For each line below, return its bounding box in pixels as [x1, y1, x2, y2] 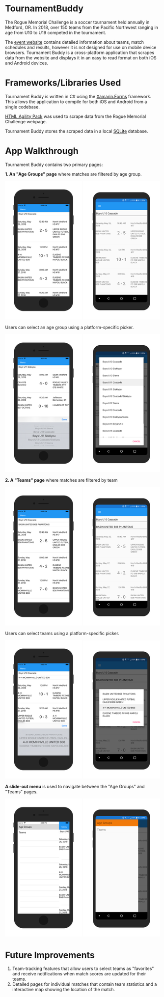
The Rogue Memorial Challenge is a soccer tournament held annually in [5, 19, 150, 25]
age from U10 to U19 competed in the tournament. [5, 29, 107, 35]
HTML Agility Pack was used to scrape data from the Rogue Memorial [5, 113, 146, 119]
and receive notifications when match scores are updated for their [12, 971, 146, 977]
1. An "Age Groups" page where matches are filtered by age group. [5, 171, 142, 177]
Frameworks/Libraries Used [5, 77, 121, 88]
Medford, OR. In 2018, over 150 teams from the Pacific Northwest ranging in [5, 24, 159, 30]
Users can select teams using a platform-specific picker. [5, 630, 119, 636]
